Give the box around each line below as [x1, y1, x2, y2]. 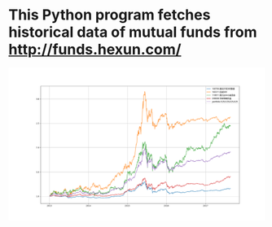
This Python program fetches [8, 6, 211, 24]
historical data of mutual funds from [8, 23, 258, 41]
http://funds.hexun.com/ [8, 41, 182, 59]
